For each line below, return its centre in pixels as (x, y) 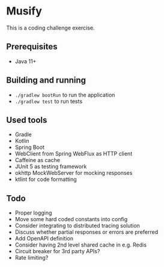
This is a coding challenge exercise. (50, 28)
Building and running (46, 80)
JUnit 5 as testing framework (51, 166)
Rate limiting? (32, 258)
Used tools (27, 120)
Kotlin (22, 141)
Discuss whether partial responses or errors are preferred (86, 232)
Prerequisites (32, 47)
